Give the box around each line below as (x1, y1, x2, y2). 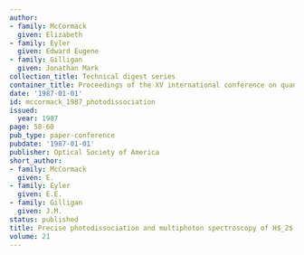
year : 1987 (17, 114, 59, 123)
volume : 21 (9, 231, 51, 241)
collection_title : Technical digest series (9, 72, 176, 81)
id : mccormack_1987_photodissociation (9, 97, 156, 107)
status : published (9, 214, 79, 224)
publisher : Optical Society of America (9, 147, 160, 156)
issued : (9, 106, 39, 115)
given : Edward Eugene (17, 47, 100, 56)
